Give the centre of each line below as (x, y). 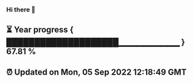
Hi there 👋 (21, 10)
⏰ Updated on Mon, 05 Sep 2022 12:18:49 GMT (96, 72)
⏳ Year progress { (40, 30)
